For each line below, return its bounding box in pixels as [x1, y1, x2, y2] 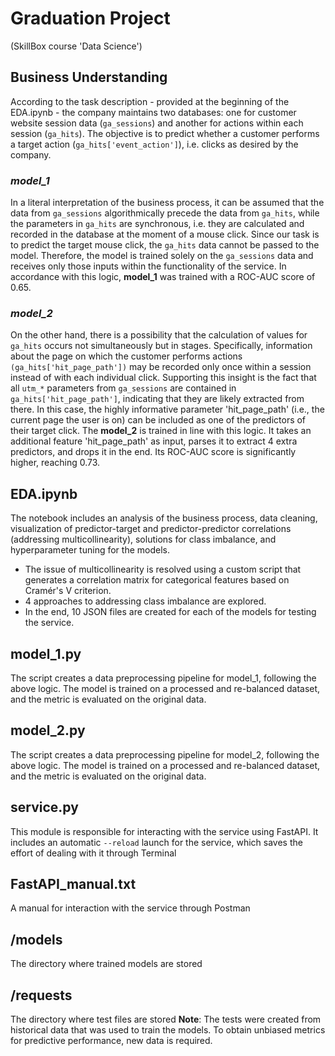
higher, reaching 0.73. [10, 457, 101, 469]
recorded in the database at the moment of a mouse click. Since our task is [10, 228, 320, 241]
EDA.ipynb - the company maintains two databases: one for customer [10, 106, 297, 118]
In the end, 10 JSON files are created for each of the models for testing [24, 606, 317, 618]
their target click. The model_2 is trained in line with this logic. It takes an [10, 425, 312, 437]
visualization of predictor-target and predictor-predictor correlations [10, 523, 292, 535]
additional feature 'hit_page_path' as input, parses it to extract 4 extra [10, 435, 298, 447]
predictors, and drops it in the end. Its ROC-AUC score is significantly [10, 446, 297, 458]
